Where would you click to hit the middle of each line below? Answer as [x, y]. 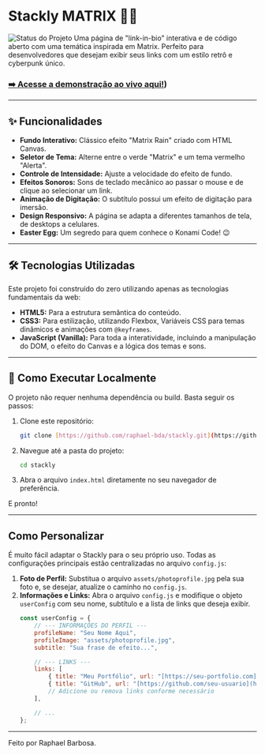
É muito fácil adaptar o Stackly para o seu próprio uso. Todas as [112, 555]
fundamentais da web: [45, 297]
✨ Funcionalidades [55, 121]
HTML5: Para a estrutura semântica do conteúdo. [100, 312]
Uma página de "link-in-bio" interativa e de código [155, 38]
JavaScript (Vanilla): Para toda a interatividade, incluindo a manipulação [138, 337]
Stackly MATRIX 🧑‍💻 [73, 16]
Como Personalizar [56, 536]
